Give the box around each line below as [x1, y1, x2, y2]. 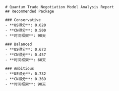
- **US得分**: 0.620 [5, 23, 46, 28]
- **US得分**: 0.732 [5, 71, 46, 76]
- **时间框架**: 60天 [5, 58, 46, 62]
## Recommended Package [5, 9, 55, 14]
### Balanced [5, 42, 32, 47]
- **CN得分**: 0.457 [5, 52, 46, 57]
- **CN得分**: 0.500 [5, 28, 46, 33]
